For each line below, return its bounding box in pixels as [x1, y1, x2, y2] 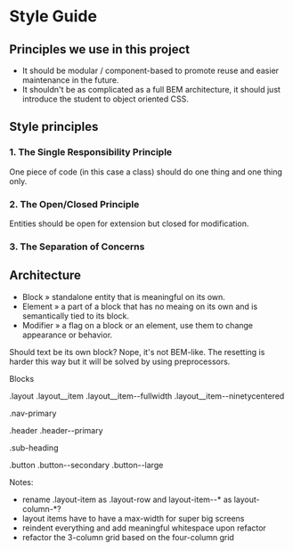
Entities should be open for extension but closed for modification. [9, 218, 249, 229]
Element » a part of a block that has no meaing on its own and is [21, 301, 258, 312]
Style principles [9, 119, 99, 134]
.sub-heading [9, 442, 59, 453]
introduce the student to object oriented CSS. [21, 93, 189, 104]
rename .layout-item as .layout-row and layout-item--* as [21, 494, 232, 505]
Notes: [9, 476, 34, 487]
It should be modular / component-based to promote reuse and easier [21, 65, 279, 76]
